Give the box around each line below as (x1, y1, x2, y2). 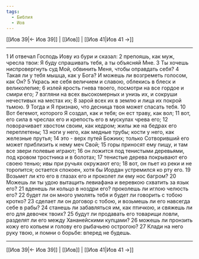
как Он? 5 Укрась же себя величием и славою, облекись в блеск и (6, 78, 176, 85)
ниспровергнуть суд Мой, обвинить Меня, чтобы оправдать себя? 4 (6, 66, 179, 73)
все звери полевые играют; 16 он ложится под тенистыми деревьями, (6, 148, 185, 155)
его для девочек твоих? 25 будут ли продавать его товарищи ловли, (6, 210, 179, 218)
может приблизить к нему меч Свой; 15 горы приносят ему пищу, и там (6, 141, 188, 148)
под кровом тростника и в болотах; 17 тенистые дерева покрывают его (6, 154, 188, 161)
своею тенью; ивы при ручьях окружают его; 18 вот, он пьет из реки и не (6, 160, 192, 167)
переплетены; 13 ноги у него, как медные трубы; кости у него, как (6, 129, 175, 136)
